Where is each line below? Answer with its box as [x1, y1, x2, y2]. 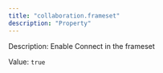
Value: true [8, 57, 46, 67]
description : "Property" [8, 19, 92, 27]
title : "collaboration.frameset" [8, 11, 120, 20]
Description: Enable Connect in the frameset [8, 41, 155, 51]
